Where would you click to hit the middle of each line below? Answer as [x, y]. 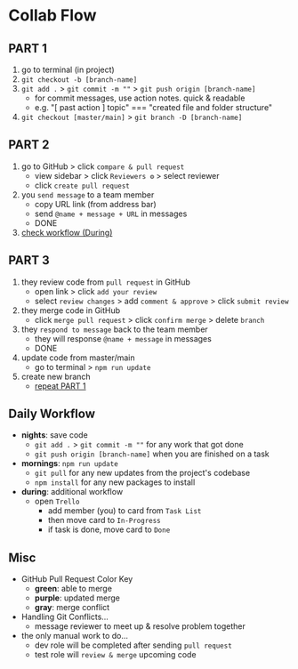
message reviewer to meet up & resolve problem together [140, 626]
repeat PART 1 [60, 386]
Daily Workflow [52, 414]
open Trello [57, 501]
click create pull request [82, 185]
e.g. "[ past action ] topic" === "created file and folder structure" [153, 107]
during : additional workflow [72, 492]
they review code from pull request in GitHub [105, 282]
